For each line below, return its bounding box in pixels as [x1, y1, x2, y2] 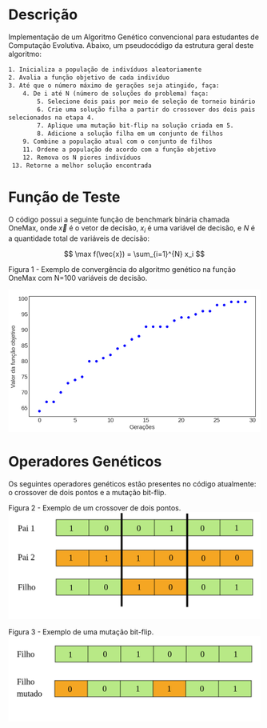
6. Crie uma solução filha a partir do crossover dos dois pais [37, 106, 256, 114]
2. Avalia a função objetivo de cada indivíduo [8, 74, 170, 82]
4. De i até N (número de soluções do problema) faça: [22, 90, 209, 98]
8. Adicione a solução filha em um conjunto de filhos [37, 130, 224, 138]
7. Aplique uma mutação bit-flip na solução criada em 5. [37, 122, 234, 130]
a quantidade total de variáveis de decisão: [8, 234, 150, 243]
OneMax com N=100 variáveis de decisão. [8, 273, 148, 282]
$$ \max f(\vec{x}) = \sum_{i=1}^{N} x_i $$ [63, 249, 205, 258]
